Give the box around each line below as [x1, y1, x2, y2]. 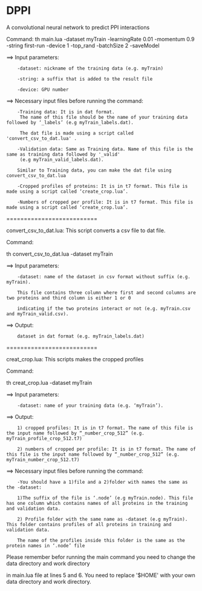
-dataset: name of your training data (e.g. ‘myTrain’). [17, 402, 164, 409]
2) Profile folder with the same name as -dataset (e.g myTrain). [17, 516, 188, 522]
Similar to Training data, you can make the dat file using [17, 167, 172, 173]
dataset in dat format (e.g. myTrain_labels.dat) [17, 333, 145, 339]
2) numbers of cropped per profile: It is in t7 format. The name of [17, 446, 197, 452]
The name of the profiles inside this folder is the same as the [17, 537, 186, 543]
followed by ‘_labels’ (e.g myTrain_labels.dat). [6, 119, 134, 125]
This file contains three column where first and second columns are [17, 289, 197, 296]
